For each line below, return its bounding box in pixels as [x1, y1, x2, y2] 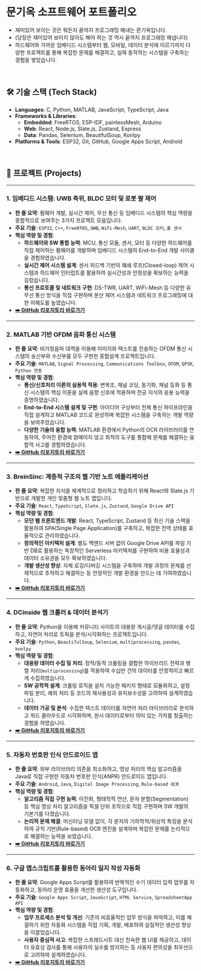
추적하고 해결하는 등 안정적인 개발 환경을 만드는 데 [44, 570, 162, 577]
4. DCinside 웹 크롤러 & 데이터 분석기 [6, 608, 109, 617]
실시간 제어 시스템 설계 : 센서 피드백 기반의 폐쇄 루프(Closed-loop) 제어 [23, 261, 188, 269]
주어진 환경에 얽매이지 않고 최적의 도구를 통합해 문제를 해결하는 [41, 434, 188, 441]
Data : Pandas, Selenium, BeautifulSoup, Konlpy [23, 131, 141, 138]
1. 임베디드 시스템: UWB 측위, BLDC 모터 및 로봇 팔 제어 [6, 194, 157, 203]
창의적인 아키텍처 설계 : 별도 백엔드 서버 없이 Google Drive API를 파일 [23, 540, 185, 547]
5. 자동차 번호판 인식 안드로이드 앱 [6, 750, 98, 759]
